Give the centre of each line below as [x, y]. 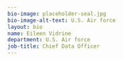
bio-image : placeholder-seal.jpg [57, 14]
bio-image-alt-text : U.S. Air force [61, 20]
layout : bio [25, 27]
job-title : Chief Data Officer [54, 46]
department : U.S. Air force [49, 40]
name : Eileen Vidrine [39, 33]
